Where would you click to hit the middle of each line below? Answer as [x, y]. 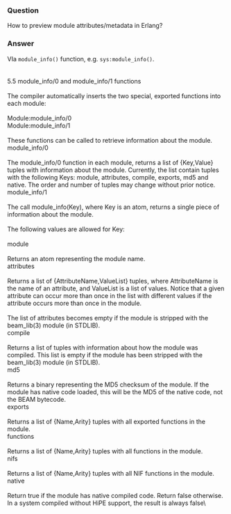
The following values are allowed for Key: [66, 229]
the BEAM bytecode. [36, 399]
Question [23, 10]
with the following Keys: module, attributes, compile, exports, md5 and [108, 177]
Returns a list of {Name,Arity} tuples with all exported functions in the [106, 421]
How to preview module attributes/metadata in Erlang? [85, 26]
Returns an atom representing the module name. [76, 258]
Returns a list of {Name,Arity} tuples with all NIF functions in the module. [111, 473]
